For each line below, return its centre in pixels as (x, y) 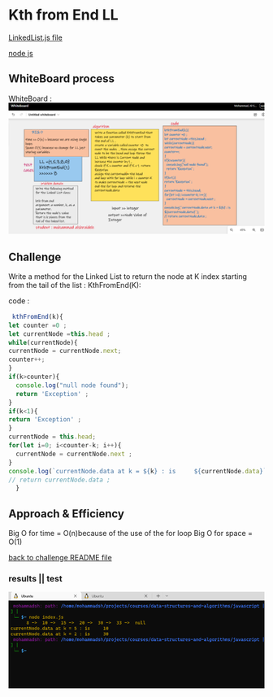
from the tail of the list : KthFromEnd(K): (75, 285)
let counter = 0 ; (38, 325)
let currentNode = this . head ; (60, 334)
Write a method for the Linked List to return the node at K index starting (128, 276)
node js (21, 53)
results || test (35, 579)
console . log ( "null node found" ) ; (72, 385)
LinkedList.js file (35, 37)
